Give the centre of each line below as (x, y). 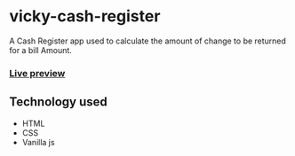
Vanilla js (38, 142)
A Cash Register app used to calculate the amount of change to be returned (148, 41)
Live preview (37, 73)
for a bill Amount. (41, 50)
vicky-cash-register (85, 16)
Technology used (59, 102)
